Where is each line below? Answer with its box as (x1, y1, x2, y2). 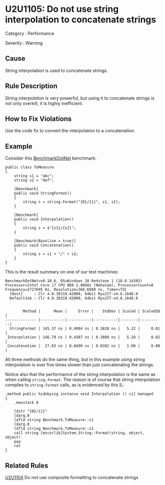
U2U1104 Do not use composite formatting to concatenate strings (5, 475, 138, 480)
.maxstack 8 (14, 400, 39, 405)
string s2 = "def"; (14, 178, 54, 183)
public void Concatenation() (14, 243, 74, 248)
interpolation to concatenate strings (5, 14, 157, 25)
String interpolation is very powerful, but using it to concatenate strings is (5, 95, 155, 101)
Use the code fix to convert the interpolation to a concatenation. (5, 128, 136, 134)
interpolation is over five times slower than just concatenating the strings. (5, 362, 155, 368)
